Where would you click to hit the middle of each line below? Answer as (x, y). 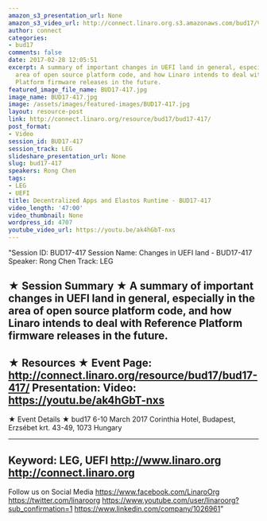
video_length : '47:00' (46, 208)
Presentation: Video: (84, 388)
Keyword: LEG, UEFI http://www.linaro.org (115, 460)
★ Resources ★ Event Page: (80, 363)
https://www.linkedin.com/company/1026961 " (149, 509)
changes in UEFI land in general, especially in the (132, 299)
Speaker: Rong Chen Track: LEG (61, 261)
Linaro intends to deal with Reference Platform (126, 323)
